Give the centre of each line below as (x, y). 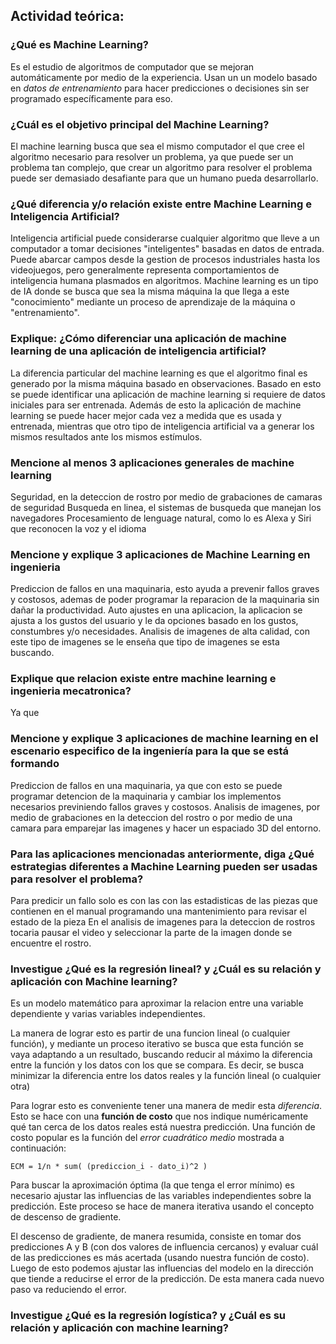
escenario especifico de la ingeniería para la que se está (149, 751)
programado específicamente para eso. (91, 98)
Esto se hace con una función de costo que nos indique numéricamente (159, 1116)
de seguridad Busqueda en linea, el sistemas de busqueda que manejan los (166, 507)
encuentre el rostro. (51, 943)
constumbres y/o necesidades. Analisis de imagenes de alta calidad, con (160, 631)
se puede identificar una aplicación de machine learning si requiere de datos (168, 394)
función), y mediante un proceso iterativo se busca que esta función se (157, 1044)
